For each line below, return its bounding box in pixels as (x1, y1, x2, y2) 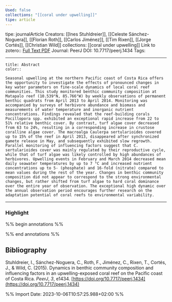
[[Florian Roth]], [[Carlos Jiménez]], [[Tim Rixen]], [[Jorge (29, 36, 152, 43)
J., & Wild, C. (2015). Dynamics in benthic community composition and (5, 265, 154, 271)
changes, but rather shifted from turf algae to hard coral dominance (5, 179, 159, 184)
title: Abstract (5, 62, 40, 67)
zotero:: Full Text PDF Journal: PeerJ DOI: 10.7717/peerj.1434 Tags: (5, 47, 146, 54)
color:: (5, 67, 22, 72)
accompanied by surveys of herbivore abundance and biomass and (5, 103, 145, 108)
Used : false (5, 7, 31, 13)
